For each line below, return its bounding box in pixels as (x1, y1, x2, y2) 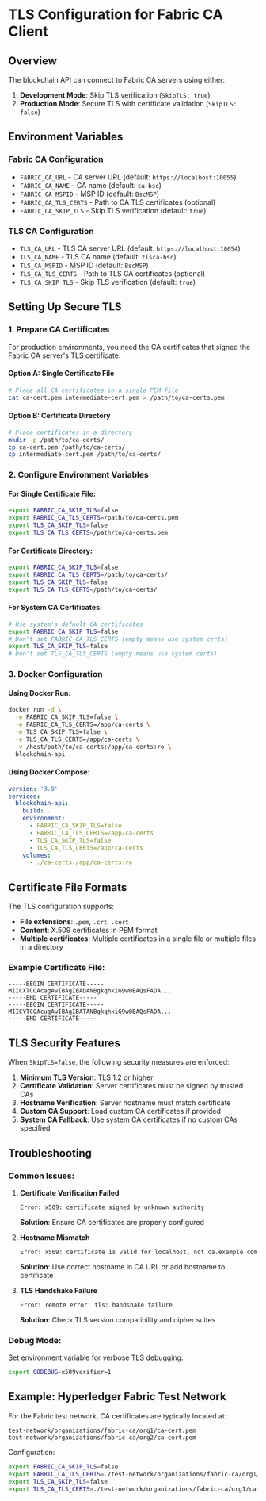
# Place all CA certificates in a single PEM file (8, 386, 179, 394)
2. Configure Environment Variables (8, 470, 149, 481)
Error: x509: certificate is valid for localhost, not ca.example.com (19, 1248, 258, 1256)
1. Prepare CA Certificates (8, 324, 110, 335)
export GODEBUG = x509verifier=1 (8, 1369, 112, 1376)
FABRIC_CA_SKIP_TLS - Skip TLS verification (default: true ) (19, 205, 207, 215)
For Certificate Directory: (8, 546, 93, 555)
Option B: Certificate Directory (8, 411, 111, 420)
